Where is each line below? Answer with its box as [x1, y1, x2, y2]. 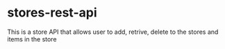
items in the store [7, 35, 57, 43]
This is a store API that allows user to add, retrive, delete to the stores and [7, 28, 219, 36]
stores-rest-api [7, 5, 97, 21]
